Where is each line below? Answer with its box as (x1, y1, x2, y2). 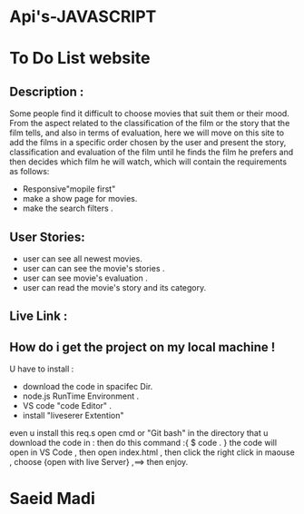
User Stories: (9, 229, 85, 244)
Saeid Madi (9, 489, 95, 509)
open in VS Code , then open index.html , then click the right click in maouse (9, 447, 295, 458)
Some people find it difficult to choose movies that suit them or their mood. (9, 108, 290, 119)
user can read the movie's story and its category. (22, 282, 207, 292)
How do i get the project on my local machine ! (9, 339, 276, 355)
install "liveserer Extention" (22, 410, 124, 421)
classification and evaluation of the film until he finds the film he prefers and (9, 147, 293, 158)
